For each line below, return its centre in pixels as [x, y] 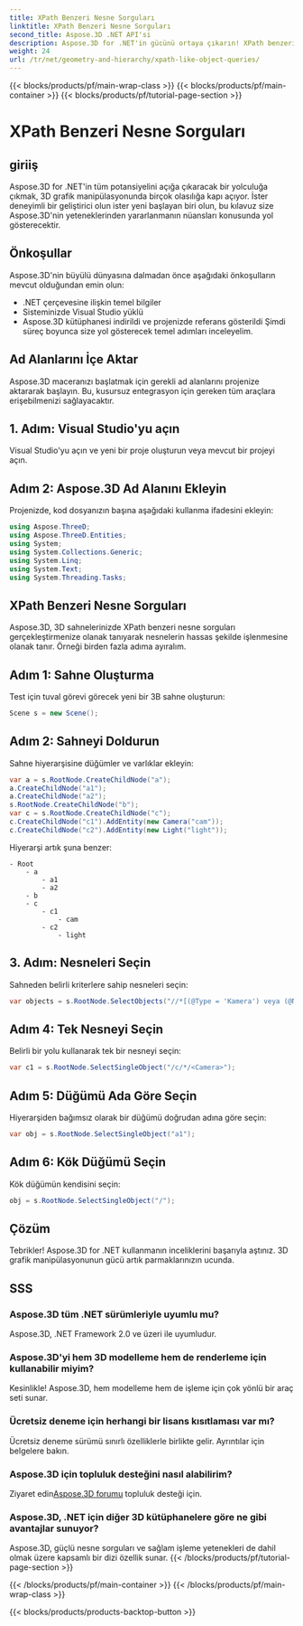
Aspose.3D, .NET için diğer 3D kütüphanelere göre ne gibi [138, 1517]
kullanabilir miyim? [52, 1368]
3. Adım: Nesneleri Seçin [80, 963]
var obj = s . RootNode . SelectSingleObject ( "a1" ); [102, 1134]
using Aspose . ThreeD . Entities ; [68, 536]
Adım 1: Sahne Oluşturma [82, 675]
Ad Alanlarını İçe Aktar [74, 359]
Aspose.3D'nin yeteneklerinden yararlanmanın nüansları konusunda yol [141, 215]
